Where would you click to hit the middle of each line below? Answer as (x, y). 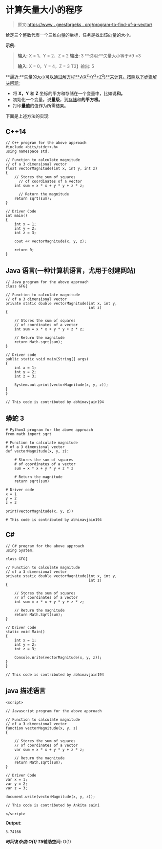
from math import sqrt (29, 434)
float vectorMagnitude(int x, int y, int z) (51, 169)
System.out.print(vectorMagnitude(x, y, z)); (61, 385)
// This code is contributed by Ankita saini (52, 805)
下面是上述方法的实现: (28, 116)
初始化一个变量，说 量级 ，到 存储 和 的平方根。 (58, 99)
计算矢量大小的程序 (44, 10)
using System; (20, 550)
